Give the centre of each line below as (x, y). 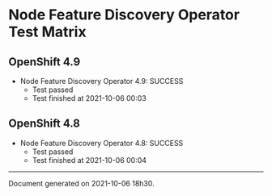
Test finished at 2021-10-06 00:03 (89, 98)
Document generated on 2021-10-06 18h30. (82, 183)
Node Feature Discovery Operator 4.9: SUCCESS (102, 81)
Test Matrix (47, 32)
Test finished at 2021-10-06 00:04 (89, 160)
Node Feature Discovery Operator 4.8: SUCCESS (102, 143)
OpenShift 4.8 (45, 124)
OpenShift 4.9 (45, 62)
